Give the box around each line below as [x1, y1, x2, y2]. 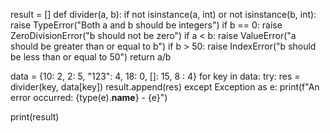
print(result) [10, 111, 60, 123]
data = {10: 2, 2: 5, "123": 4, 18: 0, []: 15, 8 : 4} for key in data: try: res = [10, 70, 301, 82]
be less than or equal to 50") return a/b [10, 51, 172, 63]
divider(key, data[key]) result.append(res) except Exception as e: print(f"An [10, 81, 320, 93]
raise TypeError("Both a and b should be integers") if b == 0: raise [10, 19, 283, 31]
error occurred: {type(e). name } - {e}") [10, 92, 168, 103]
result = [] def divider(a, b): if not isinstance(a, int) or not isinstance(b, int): [10, 9, 317, 20]
